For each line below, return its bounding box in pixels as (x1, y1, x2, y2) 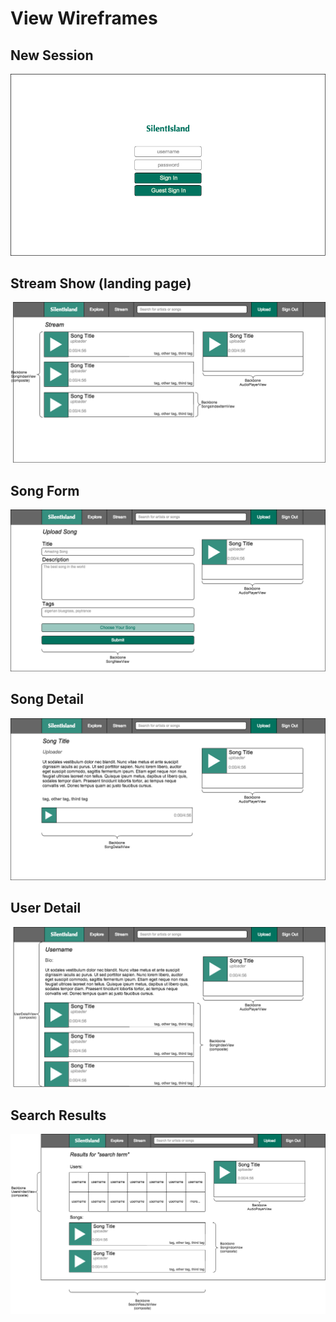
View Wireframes (10, 7, 158, 30)
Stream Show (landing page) (10, 275, 192, 292)
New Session (10, 47, 94, 64)
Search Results (10, 1107, 107, 1124)
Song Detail (10, 691, 84, 708)
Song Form (10, 482, 80, 499)
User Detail (10, 900, 82, 917)
